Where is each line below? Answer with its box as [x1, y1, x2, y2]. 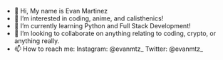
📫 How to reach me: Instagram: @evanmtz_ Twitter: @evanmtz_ [14, 44, 204, 53]
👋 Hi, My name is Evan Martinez [14, 7, 108, 15]
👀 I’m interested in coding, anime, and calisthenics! [14, 14, 164, 23]
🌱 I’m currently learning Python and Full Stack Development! [14, 22, 191, 30]
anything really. [14, 37, 60, 45]
